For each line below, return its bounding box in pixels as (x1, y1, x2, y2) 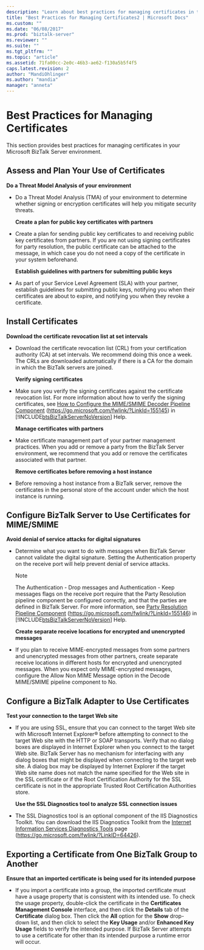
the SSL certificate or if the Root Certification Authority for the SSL (15, 776, 182, 783)
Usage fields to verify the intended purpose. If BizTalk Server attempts (15, 925, 192, 932)
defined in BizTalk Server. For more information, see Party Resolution (15, 603, 188, 611)
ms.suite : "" (6, 43, 39, 49)
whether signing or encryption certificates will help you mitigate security (15, 200, 197, 207)
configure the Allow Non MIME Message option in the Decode (15, 672, 170, 680)
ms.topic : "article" (6, 54, 59, 60)
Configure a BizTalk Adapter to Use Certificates (6, 696, 189, 706)
